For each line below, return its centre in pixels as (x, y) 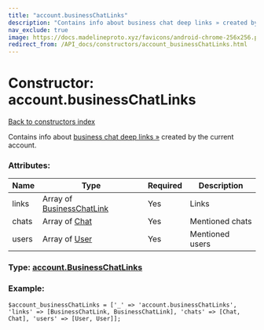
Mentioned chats (221, 222)
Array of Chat (67, 222)
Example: (26, 288)
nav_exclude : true (38, 30)
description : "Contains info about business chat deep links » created (128, 23)
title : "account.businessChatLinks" (68, 15)
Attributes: (29, 165)
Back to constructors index (52, 121)
